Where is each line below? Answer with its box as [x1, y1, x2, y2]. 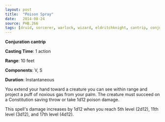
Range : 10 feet [5, 58, 35, 64]
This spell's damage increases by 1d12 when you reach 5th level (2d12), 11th [5, 106, 159, 112]
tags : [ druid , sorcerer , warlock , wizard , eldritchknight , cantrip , [5, 25, 148, 30]
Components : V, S [5, 67, 43, 73]
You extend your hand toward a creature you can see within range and [5, 86, 148, 92]
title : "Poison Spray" [5, 12, 54, 17]
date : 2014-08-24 [5, 16, 45, 21]
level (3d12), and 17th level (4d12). [5, 111, 74, 118]
